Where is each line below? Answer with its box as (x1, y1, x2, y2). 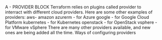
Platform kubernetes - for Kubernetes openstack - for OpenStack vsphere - (5, 19, 158, 25)
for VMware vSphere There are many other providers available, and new (5, 25, 151, 30)
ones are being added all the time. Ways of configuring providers (5, 30, 136, 35)
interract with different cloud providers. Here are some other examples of (5, 9, 153, 15)
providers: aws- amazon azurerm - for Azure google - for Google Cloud (5, 14, 149, 20)
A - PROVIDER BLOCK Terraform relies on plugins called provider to (5, 4, 141, 10)
